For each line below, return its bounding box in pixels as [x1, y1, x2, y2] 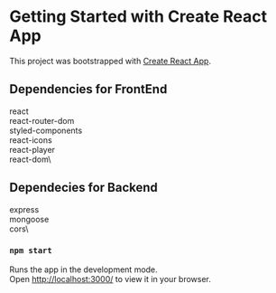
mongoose [9, 213, 50, 224]
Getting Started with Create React [9, 6, 268, 27]
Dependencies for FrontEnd [9, 81, 168, 97]
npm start [9, 246, 52, 256]
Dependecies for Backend [9, 180, 158, 195]
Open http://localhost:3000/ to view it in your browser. [9, 273, 212, 284]
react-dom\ [9, 154, 51, 165]
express [9, 203, 40, 214]
